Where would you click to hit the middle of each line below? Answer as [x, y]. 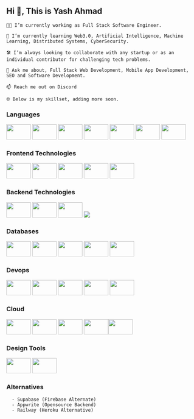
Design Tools [26, 348]
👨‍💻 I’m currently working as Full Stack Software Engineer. [84, 25]
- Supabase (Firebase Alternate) [54, 400]
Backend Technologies [41, 192]
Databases [23, 231]
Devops [18, 270]
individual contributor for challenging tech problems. [78, 59]
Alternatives [25, 387]
